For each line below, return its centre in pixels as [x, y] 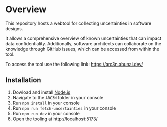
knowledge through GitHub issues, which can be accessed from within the [82, 49]
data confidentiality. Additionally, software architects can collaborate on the [83, 43]
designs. [14, 28]
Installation [23, 80]
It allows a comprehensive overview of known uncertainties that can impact [83, 38]
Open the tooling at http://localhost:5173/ [55, 119]
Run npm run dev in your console [46, 113]
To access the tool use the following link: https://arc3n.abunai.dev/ [74, 64]
